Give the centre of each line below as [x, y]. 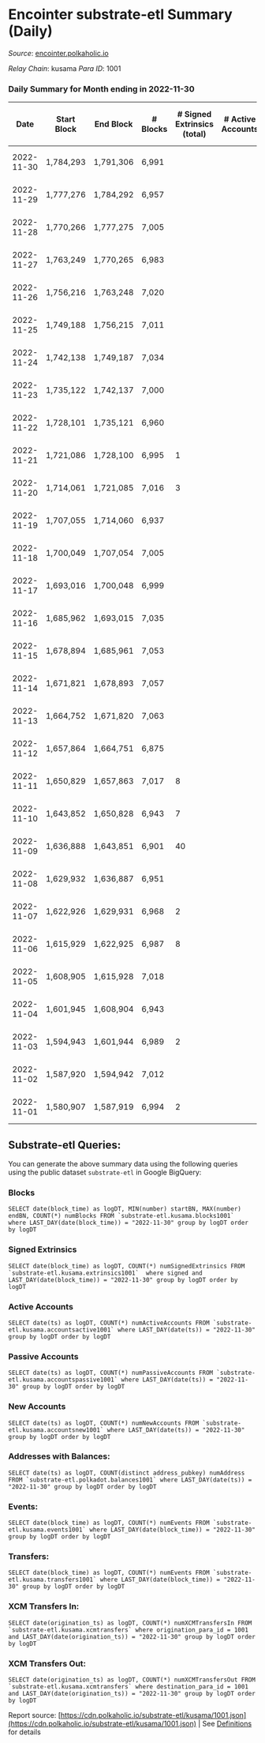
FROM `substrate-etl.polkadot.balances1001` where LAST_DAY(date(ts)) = [130, 1480]
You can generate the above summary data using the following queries [123, 1164]
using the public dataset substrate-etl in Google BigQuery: [105, 1172]
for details [24, 1732]
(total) [194, 134]
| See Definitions [225, 1724]
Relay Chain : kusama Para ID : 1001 [65, 68]
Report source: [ [35, 1715]
